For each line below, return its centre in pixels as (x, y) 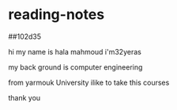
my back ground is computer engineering (75, 67)
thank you (24, 97)
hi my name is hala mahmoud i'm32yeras (75, 51)
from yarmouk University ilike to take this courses (89, 82)
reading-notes (56, 15)
